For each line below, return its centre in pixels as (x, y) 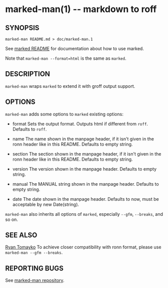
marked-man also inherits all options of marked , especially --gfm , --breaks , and (84, 214)
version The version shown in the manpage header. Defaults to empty (85, 169)
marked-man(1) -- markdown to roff (81, 9)
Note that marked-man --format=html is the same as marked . (66, 58)
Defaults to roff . (29, 129)
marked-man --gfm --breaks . (34, 252)
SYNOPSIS (22, 28)
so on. (12, 219)
